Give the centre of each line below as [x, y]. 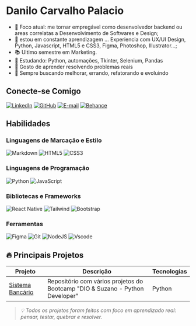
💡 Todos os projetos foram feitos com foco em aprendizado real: [98, 310]
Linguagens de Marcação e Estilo [54, 140]
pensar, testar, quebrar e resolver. [61, 317]
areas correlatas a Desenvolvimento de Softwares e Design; [86, 33]
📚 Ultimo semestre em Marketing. [56, 52]
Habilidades [28, 124]
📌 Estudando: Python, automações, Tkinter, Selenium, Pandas [89, 60]
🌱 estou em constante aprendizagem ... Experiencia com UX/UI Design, [100, 39]
